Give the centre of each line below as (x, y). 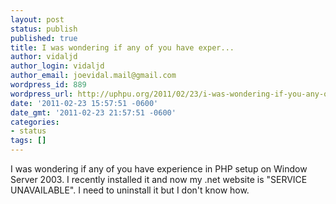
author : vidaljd (44, 57)
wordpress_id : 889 (48, 85)
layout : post (37, 19)
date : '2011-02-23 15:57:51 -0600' (84, 103)
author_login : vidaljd (57, 66)
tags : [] (28, 141)
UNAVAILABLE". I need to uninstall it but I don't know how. (130, 190)
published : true (44, 38)
